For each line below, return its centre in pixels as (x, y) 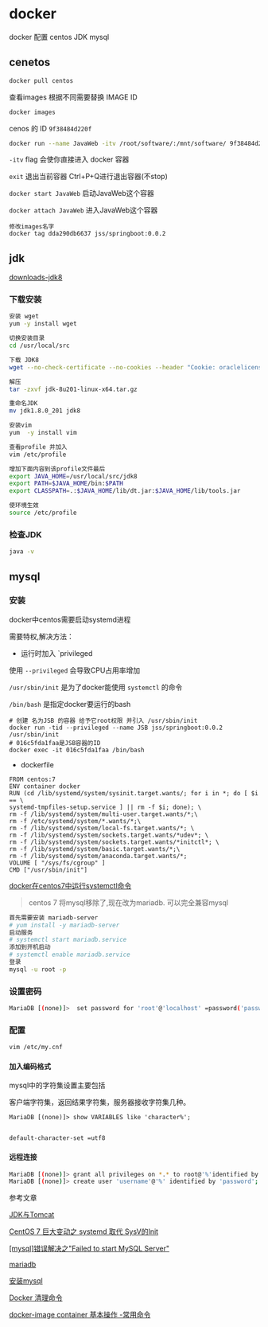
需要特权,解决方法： (42, 636)
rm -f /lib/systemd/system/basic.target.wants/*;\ (95, 849)
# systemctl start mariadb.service (68, 940)
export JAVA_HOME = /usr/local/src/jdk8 (73, 476)
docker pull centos (41, 80)
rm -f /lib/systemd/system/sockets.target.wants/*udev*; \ (109, 835)
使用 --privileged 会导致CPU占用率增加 (75, 670)
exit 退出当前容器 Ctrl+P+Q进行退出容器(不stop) (88, 177)
